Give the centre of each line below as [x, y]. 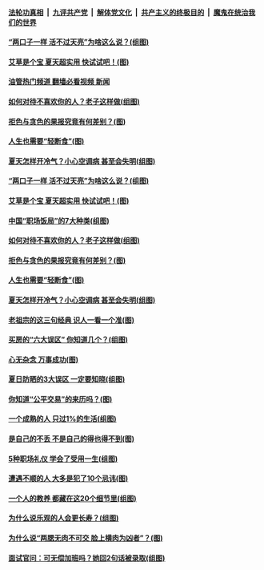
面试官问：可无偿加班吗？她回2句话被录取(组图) [87, 558]
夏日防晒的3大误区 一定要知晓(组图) [67, 379]
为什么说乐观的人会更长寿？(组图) [64, 518]
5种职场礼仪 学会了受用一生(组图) [63, 459]
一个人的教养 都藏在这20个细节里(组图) [73, 498]
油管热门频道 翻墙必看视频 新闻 [59, 82]
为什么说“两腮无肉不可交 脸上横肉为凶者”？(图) [86, 538]
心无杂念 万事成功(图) [43, 359]
